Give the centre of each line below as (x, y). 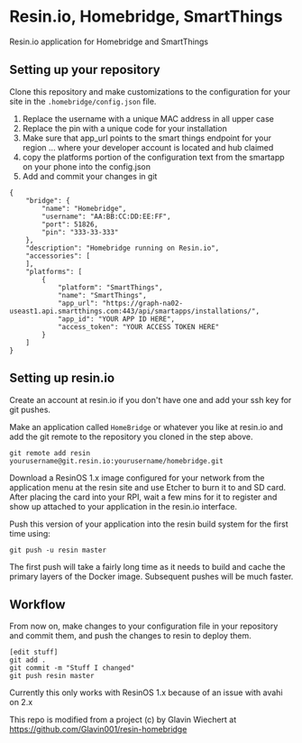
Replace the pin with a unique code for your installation (124, 128)
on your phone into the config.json (87, 166)
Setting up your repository (85, 70)
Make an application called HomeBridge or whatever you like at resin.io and (146, 427)
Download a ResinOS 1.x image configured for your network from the (137, 477)
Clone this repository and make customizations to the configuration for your (150, 91)
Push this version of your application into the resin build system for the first (149, 524)
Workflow (37, 605)
